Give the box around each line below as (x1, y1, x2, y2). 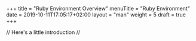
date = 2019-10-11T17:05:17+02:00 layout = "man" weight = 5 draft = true (6, 11, 186, 18)
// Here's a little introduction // (6, 29, 81, 36)
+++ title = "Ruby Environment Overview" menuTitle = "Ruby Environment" (6, 5, 190, 12)
